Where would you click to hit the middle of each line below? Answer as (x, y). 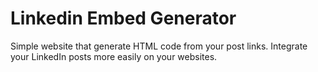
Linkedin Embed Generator (123, 18)
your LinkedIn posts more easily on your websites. (114, 56)
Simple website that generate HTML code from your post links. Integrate (159, 46)
